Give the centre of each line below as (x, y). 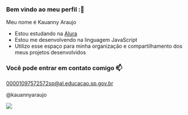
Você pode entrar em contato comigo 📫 (64, 68)
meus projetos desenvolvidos (50, 52)
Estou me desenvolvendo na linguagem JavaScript (76, 40)
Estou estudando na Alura (46, 34)
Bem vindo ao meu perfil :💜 (45, 9)
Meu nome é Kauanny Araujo (41, 22)
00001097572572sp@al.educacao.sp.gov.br (60, 83)
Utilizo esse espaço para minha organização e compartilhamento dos (98, 46)
